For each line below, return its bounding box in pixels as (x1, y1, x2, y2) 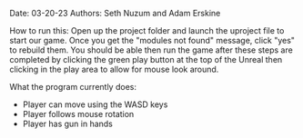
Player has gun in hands (22, 118, 114, 129)
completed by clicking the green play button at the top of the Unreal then (9, 54, 283, 64)
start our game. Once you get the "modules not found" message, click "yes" (9, 35, 296, 45)
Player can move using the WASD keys (22, 99, 168, 110)
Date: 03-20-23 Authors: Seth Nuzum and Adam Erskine (9, 8, 221, 18)
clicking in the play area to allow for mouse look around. (9, 64, 219, 74)
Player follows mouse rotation (22, 109, 135, 119)
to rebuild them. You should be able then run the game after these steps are (9, 44, 293, 55)
